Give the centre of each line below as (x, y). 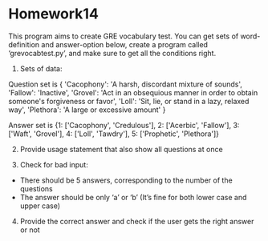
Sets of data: (41, 68)
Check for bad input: (54, 164)
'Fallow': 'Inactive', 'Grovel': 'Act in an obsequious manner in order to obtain (133, 92)
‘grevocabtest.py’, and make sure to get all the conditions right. (112, 53)
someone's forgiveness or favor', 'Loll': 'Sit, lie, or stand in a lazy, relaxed (129, 101)
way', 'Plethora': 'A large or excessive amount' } (87, 110)
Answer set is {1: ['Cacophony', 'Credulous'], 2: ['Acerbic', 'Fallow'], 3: (124, 125)
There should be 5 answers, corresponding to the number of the (126, 180)
